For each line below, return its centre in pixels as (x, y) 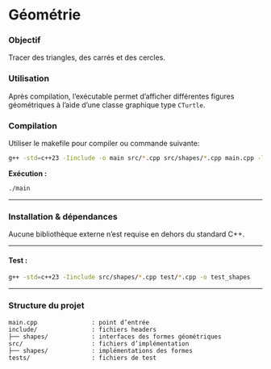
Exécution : (27, 173)
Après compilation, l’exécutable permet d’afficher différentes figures (121, 96)
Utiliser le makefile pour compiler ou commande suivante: (104, 144)
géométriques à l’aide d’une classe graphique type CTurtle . (107, 105)
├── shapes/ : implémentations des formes (101, 350)
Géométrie (45, 15)
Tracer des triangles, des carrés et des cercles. (87, 57)
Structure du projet (46, 306)
